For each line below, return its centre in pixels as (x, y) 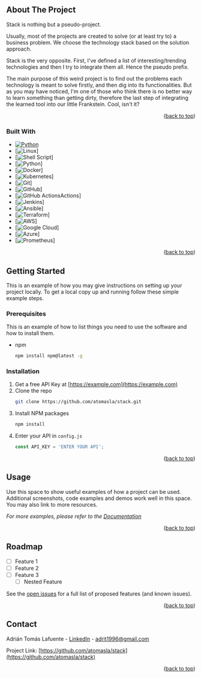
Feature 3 (27, 575)
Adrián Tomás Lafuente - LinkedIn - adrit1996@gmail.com (78, 639)
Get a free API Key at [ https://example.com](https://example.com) (96, 384)
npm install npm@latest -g (49, 356)
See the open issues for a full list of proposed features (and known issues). (99, 593)
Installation (23, 371)
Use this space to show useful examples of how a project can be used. (94, 492)
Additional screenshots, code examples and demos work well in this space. (99, 498)
